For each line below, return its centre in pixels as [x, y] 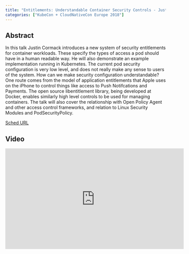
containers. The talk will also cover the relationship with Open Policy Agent [84, 102]
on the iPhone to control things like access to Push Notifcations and [76, 86]
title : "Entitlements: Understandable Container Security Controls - [81, 10]
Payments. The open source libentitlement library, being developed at [78, 91]
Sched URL [17, 123]
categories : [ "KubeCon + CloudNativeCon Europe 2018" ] [65, 15]
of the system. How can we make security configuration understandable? [82, 75]
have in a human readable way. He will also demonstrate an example [77, 59]
